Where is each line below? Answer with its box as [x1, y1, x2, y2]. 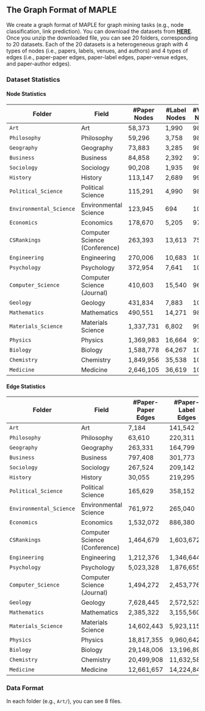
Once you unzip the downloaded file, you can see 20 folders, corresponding [6, 34, 198, 42]
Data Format [6, 684, 44, 692]
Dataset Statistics [6, 75, 60, 84]
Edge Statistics [6, 383, 46, 390]
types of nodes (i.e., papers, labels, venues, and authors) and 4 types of [6, 47, 188, 54]
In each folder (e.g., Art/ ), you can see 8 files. [6, 698, 122, 705]
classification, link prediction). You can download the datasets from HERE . [6, 27, 193, 35]
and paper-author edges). [6, 60, 71, 67]
